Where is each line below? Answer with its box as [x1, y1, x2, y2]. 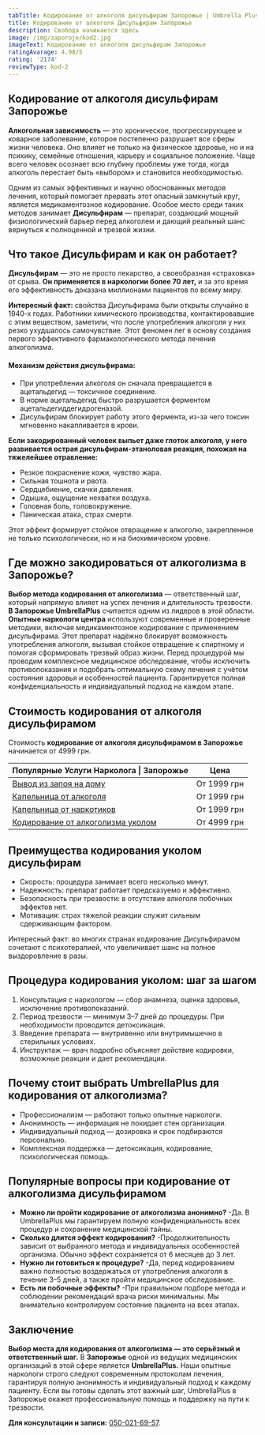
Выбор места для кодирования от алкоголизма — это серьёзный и [8, 1344, 241, 1354]
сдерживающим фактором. [19, 919, 113, 929]
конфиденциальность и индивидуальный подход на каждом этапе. [8, 682, 234, 691]
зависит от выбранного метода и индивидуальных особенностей [19, 1242, 241, 1251]
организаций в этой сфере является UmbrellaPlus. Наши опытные [8, 1361, 231, 1370]
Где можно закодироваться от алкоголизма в [8, 556, 247, 569]
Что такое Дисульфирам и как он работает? [8, 247, 238, 261]
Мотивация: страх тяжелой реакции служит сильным [19, 911, 201, 920]
